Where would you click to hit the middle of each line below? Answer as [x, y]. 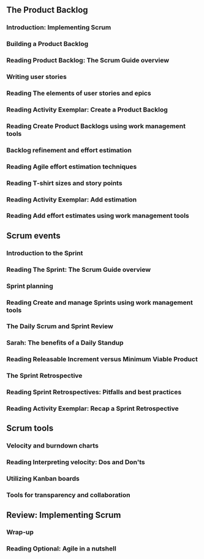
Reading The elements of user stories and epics [79, 93]
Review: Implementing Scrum [64, 515]
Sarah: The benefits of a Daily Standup [65, 343]
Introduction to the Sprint [45, 253]
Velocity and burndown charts [53, 446]
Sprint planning [30, 286]
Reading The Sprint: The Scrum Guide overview [79, 269]
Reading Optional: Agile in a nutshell [61, 549]
